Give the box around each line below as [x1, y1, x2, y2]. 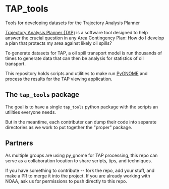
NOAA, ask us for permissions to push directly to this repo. [5, 178, 127, 184]
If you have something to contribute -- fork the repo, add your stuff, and [5, 167, 155, 173]
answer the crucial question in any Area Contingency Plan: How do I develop [5, 35, 164, 41]
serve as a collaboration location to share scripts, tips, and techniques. [5, 157, 152, 164]
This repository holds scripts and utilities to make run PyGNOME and [5, 70, 148, 76]
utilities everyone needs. [5, 109, 57, 115]
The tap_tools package [5, 90, 80, 99]
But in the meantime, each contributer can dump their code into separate [5, 119, 157, 125]
